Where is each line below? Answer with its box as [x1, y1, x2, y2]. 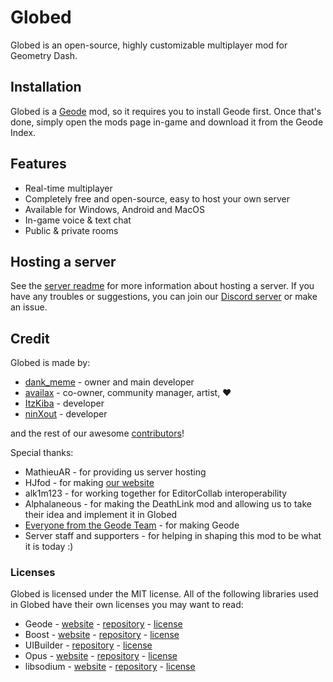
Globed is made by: [10, 357, 91, 369]
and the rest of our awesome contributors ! [10, 427, 185, 440]
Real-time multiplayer [24, 182, 113, 194]
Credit [10, 330, 50, 347]
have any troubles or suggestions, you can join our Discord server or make [10, 291, 318, 303]
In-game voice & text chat [24, 214, 132, 226]
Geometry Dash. [10, 49, 78, 61]
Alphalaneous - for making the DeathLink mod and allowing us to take [24, 498, 312, 510]
